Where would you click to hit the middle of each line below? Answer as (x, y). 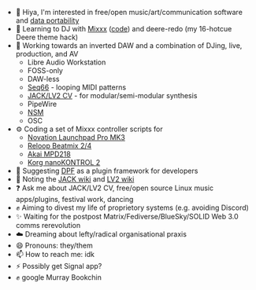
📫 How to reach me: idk (55, 254)
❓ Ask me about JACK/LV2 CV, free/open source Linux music (115, 188)
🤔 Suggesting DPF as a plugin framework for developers (107, 171)
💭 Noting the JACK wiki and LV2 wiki (75, 179)
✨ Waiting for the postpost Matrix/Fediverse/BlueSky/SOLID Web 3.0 (127, 217)
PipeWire (42, 104)
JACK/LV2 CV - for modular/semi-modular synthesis (112, 95)
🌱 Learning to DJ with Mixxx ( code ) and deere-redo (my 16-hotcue (124, 29)
